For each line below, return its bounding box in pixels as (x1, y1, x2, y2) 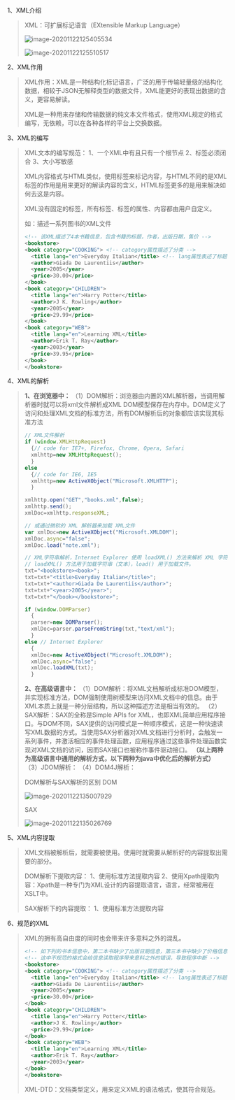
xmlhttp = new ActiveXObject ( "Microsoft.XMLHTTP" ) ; (31, 478, 178, 485)
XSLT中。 (24, 890, 52, 898)
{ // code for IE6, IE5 (31, 471, 97, 478)
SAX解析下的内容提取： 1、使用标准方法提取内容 (24, 904, 164, 913)
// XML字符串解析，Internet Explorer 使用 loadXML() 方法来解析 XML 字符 (24, 555, 229, 562)
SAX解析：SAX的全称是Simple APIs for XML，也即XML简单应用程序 (24, 710, 220, 719)
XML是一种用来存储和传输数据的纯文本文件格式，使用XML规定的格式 (24, 110, 223, 118)
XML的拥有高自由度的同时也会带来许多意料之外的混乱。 (24, 934, 185, 943)
